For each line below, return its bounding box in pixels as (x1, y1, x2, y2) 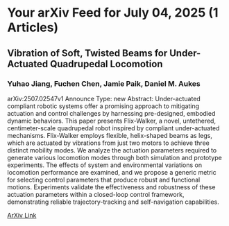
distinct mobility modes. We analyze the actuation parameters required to (7, 146, 217, 154)
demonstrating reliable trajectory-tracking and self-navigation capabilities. (7, 198, 220, 206)
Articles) (7, 19, 59, 35)
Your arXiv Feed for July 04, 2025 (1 (7, 5, 219, 21)
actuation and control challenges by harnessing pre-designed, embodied (7, 109, 216, 117)
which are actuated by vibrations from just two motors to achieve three (7, 139, 210, 147)
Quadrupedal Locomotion (49, 58, 163, 70)
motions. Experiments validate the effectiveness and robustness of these (7, 182, 216, 191)
